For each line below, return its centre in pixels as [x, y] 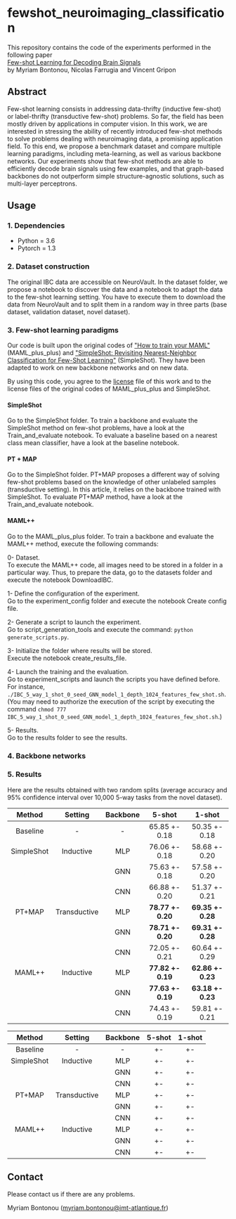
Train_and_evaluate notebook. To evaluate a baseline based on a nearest [112, 436]
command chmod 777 [37, 709]
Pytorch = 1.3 [37, 248]
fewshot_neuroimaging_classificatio [116, 13]
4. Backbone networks [47, 756]
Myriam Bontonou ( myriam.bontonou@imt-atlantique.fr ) [88, 1208]
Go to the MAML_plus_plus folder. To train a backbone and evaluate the [111, 536]
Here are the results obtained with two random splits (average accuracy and [117, 789]
